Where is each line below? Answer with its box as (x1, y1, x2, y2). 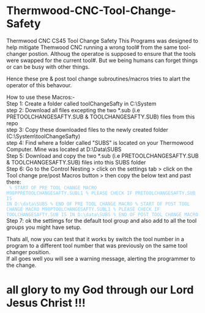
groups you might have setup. (6, 223, 82, 231)
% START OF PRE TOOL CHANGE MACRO (9, 185, 97, 191)
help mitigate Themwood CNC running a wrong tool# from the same (6, 44, 177, 51)
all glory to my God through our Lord (6, 283, 194, 297)
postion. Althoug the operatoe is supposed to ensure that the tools (28, 50, 196, 57)
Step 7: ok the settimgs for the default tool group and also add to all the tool (6, 217, 197, 224)
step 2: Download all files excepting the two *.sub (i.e (6, 106, 141, 114)
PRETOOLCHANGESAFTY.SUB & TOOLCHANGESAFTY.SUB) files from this (6, 113, 195, 120)
